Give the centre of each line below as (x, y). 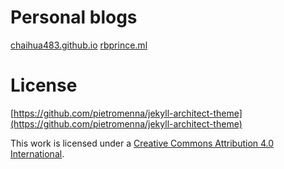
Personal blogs (74, 17)
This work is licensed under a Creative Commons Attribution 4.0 (142, 143)
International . (37, 153)
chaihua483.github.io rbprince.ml (79, 45)
